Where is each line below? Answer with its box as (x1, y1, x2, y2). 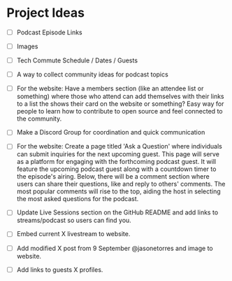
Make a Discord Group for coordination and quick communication (16, 128, 205, 137)
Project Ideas (6, 5, 85, 21)
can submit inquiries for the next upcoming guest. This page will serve (16, 150, 219, 158)
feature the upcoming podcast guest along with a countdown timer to (16, 165, 217, 173)
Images (16, 42, 38, 50)
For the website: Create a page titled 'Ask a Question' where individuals (16, 142, 223, 151)
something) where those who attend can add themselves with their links (16, 92, 224, 101)
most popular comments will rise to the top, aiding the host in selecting (16, 187, 221, 196)
